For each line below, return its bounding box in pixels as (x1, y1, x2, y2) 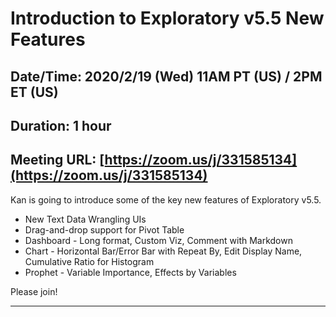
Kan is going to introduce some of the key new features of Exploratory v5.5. (10, 193, 322, 206)
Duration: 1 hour (10, 117, 112, 134)
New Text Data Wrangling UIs (24, 213, 147, 225)
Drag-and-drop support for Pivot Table (24, 223, 185, 236)
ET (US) (10, 83, 59, 101)
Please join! (10, 285, 58, 297)
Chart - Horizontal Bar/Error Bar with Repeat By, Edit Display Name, (24, 245, 303, 257)
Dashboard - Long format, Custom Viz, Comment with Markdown (24, 234, 293, 246)
